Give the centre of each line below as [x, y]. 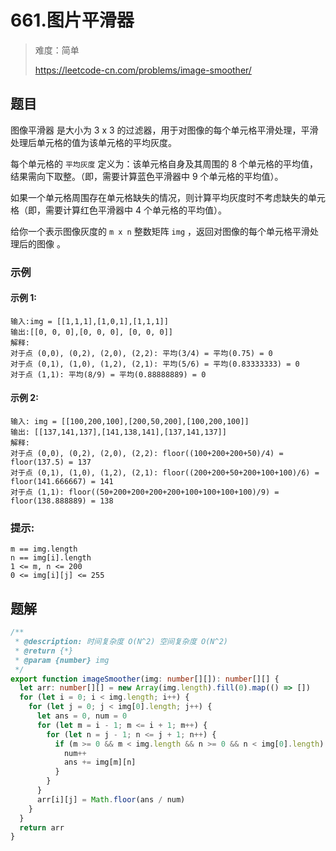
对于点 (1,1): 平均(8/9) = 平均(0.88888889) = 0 [108, 374]
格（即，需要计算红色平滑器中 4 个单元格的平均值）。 [118, 210]
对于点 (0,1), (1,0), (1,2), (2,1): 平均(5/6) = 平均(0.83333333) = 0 [155, 364]
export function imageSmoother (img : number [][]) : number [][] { [145, 679]
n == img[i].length [51, 558]
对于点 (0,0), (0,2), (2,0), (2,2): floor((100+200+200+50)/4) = [147, 454]
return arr [42, 827]
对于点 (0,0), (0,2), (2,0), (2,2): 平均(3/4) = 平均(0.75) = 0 [141, 353]
